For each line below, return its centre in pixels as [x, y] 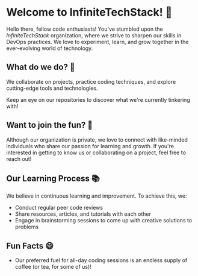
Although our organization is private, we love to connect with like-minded [97, 140]
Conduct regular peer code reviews [59, 208]
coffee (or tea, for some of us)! [53, 267]
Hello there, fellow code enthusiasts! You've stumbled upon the [85, 29]
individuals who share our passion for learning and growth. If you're [90, 146]
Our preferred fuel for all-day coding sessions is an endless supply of [101, 260]
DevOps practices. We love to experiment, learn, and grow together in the [97, 42]
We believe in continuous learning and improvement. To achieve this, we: [97, 196]
